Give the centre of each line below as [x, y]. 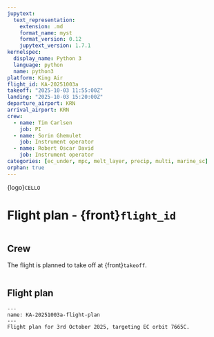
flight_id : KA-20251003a [43, 84]
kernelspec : [24, 52]
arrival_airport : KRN [38, 110]
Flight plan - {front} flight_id [91, 215]
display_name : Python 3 [47, 59]
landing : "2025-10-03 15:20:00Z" [55, 97]
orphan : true [26, 167]
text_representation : [45, 20]
